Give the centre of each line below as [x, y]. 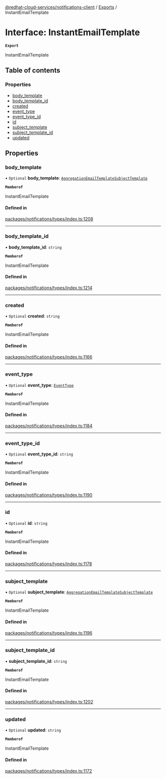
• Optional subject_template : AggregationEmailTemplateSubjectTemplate [79, 592]
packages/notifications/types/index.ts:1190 [49, 495]
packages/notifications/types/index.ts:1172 [49, 771]
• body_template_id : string [33, 247]
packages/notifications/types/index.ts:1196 [49, 633]
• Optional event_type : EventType [40, 385]
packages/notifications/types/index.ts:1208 [49, 219]
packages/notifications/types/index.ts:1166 [49, 357]
